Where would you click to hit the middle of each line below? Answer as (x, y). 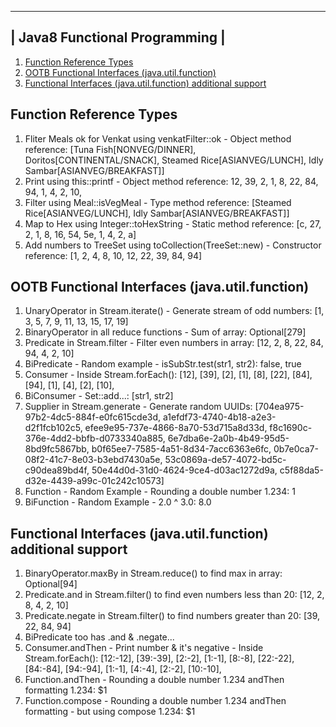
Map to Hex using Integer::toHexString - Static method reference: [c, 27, (173, 223)
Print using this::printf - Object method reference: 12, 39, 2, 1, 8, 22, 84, (171, 181)
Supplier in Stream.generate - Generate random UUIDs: (138, 407)
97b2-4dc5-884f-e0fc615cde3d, (93, 417)
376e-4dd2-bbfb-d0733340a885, (95, 438)
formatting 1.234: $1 (66, 690)
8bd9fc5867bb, (57, 449)
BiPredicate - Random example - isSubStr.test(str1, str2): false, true (163, 364)
